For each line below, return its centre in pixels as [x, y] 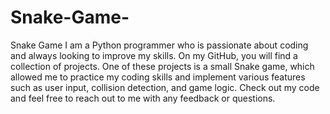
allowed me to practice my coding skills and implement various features [158, 77]
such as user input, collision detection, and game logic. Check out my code [165, 87]
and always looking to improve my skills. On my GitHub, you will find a [154, 55]
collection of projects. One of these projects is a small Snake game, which [162, 66]
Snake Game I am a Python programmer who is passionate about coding [159, 45]
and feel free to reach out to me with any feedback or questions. [143, 98]
